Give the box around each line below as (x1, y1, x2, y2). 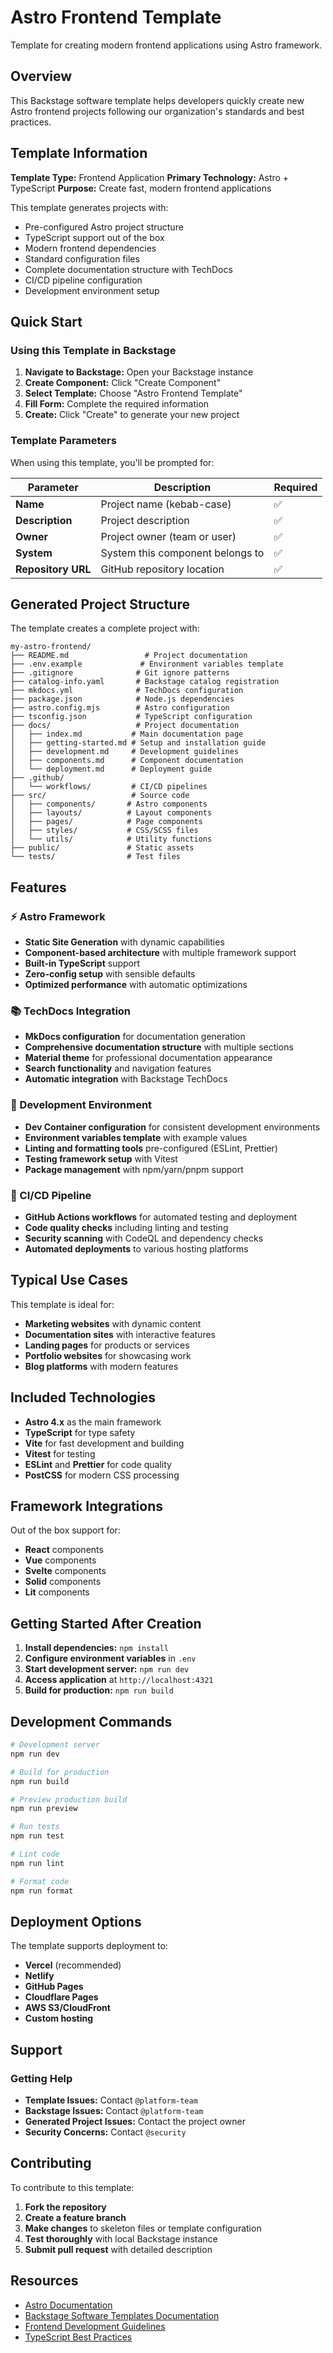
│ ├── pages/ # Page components (10, 817, 203, 827)
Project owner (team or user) (100, 529, 237, 543)
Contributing (10, 2155, 92, 2172)
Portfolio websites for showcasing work (24, 1349, 192, 1361)
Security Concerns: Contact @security (24, 2126, 187, 2138)
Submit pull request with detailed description (24, 2243, 213, 2255)
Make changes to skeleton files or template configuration (24, 2222, 262, 2234)
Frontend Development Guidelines (24, 2320, 166, 2332)
